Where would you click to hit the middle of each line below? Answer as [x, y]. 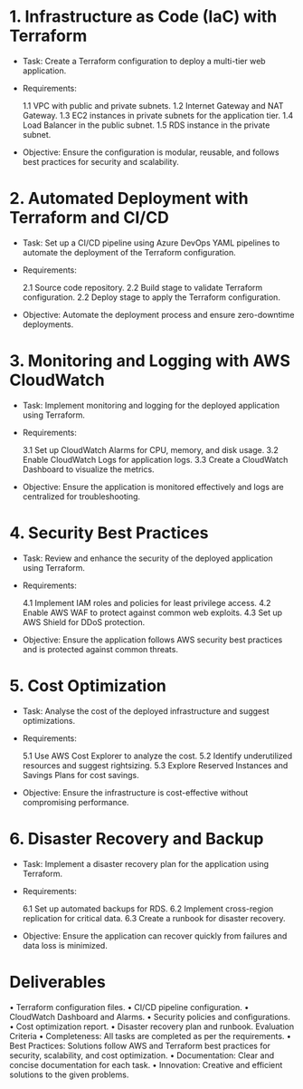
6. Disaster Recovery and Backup [137, 838]
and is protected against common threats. [100, 649]
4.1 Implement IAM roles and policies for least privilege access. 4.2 [147, 602]
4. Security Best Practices [109, 533]
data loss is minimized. [65, 945]
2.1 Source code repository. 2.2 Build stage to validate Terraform [142, 287]
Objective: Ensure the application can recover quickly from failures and [155, 936]
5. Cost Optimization [88, 685]
